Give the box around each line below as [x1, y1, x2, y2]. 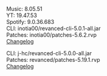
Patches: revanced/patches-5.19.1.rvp [6, 56, 100, 63]
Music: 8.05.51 [6, 6, 43, 12]
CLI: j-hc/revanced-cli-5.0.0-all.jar [6, 50, 92, 57]
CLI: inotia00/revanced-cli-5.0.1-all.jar [6, 25, 101, 32]
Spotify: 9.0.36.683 [6, 18, 55, 25]
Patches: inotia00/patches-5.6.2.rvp [6, 31, 97, 39]
